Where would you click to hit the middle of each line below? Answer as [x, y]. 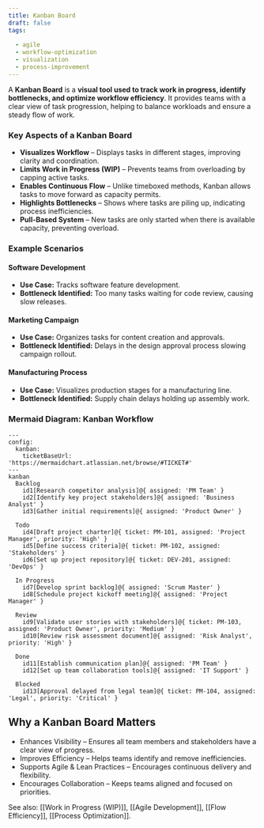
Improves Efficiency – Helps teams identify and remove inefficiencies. [133, 758]
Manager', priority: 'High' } [58, 539]
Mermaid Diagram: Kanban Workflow [81, 418]
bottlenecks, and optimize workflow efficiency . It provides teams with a [127, 98]
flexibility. [35, 775]
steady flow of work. [41, 115]
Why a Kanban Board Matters [82, 722]
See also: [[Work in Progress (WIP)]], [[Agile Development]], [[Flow [117, 807]
